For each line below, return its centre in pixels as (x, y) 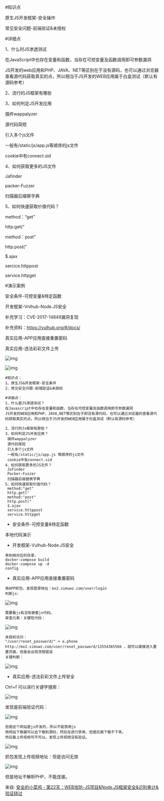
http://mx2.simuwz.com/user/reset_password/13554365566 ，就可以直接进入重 (81, 647)
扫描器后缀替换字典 (24, 479)
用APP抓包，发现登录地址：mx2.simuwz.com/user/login (56, 588)
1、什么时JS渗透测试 (26, 49)
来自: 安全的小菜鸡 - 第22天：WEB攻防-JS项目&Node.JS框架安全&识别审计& (82, 787)
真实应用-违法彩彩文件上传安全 (43, 676)
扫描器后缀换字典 (22, 196)
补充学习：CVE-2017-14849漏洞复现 (42, 317)
